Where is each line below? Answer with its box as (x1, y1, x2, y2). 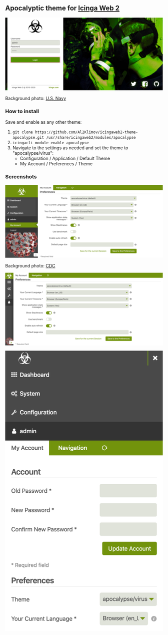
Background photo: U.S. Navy (5, 95, 66, 102)
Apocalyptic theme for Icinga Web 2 (5, 4, 120, 13)
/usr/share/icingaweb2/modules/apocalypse (46, 135, 136, 140)
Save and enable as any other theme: (5, 119, 82, 125)
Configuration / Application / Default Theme (19, 155, 110, 162)
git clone (12, 130, 33, 135)
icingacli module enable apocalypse (12, 140, 89, 146)
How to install (5, 108, 39, 115)
